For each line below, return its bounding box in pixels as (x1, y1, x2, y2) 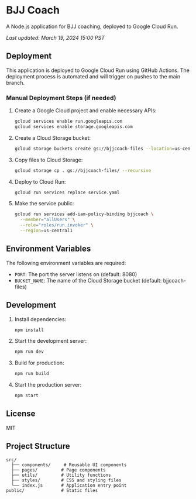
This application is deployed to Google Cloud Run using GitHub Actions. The (6, 67, 190, 74)
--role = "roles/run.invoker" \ (20, 222, 94, 228)
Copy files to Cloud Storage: (14, 156, 83, 163)
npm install (14, 327, 44, 333)
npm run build (14, 371, 49, 377)
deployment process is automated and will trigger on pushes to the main (6, 73, 180, 80)
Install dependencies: (14, 315, 67, 322)
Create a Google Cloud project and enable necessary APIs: (14, 107, 157, 114)
